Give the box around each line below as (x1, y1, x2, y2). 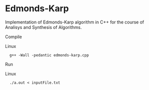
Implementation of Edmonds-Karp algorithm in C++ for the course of (5, 19, 144, 25)
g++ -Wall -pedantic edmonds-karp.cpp (9, 52, 89, 58)
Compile (5, 34, 22, 40)
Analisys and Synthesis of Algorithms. (5, 24, 82, 30)
